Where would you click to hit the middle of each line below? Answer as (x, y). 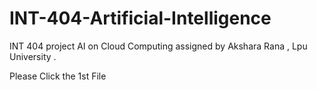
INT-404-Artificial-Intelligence (140, 18)
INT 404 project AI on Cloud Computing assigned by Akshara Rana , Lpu (158, 46)
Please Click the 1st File (58, 76)
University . (33, 56)
